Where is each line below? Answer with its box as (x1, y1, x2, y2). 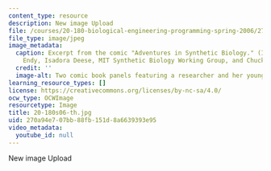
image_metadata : (8, 42, 63, 50)
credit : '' (15, 64, 52, 72)
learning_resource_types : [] (8, 79, 106, 87)
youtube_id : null (15, 131, 74, 139)
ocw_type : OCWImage (8, 94, 74, 102)
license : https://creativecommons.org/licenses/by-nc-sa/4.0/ (8, 86, 222, 95)
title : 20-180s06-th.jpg (8, 109, 92, 117)
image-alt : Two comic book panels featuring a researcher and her (15, 71, 244, 79)
